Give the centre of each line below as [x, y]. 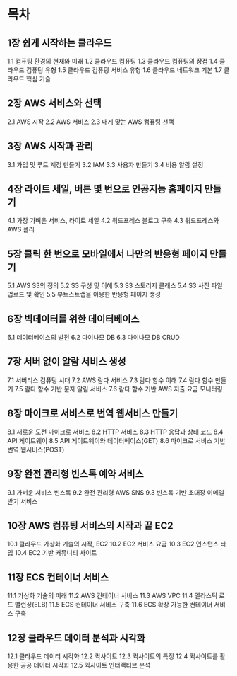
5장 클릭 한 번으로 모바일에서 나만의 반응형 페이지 [108, 254]
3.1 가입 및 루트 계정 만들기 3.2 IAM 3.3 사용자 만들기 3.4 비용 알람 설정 [105, 164]
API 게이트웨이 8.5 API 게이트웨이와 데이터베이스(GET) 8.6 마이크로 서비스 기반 [116, 440]
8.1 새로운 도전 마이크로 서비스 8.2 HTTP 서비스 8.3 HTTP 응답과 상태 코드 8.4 [115, 432]
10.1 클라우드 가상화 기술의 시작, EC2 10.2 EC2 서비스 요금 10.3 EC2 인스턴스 [113, 544]
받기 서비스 [23, 501]
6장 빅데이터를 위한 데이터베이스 [73, 319]
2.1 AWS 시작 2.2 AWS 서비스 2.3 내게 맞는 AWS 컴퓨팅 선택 [91, 122]
